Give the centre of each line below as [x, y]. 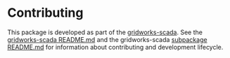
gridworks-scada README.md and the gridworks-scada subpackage [107, 39]
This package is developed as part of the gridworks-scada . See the [105, 32]
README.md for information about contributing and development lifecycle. [115, 47]
